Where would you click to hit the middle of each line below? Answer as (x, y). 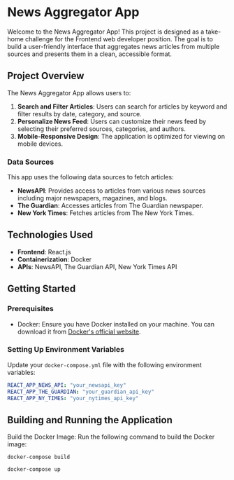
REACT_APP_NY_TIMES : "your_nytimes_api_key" (73, 398)
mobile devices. (40, 144)
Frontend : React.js (44, 252)
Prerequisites (30, 309)
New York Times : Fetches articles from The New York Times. (105, 213)
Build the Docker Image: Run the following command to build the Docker (111, 437)
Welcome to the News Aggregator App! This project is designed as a (106, 32)
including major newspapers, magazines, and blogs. (92, 198)
